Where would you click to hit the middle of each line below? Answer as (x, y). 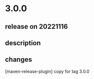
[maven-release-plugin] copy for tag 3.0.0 (47, 71)
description (23, 43)
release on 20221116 (37, 27)
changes (19, 60)
